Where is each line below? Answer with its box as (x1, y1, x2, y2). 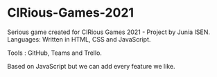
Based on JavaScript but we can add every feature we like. (7, 62, 175, 70)
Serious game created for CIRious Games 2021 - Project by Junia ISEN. (7, 28, 210, 36)
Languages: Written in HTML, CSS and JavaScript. (7, 35, 151, 43)
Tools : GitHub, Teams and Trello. (7, 49, 103, 57)
